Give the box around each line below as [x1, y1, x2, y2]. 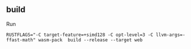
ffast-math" [6, 37, 36, 43]
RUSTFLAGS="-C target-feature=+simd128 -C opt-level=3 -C [6, 32, 153, 38]
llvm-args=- [155, 32, 186, 38]
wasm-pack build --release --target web [38, 37, 143, 43]
